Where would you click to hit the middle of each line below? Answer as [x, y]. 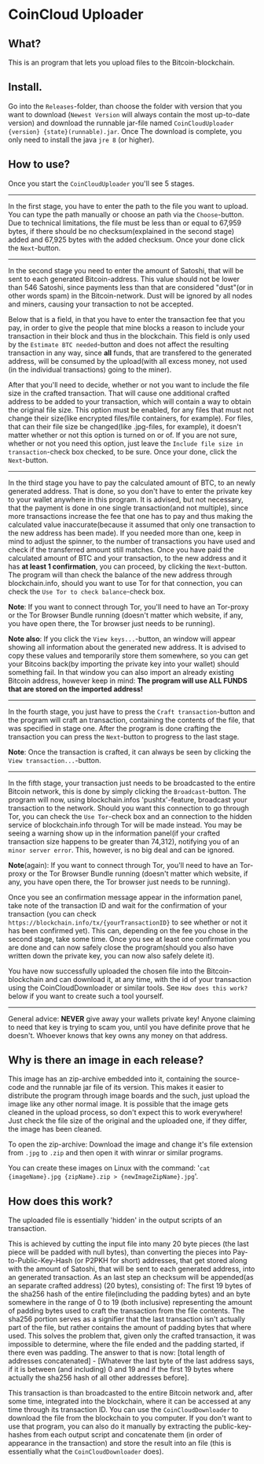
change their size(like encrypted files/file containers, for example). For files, [131, 418]
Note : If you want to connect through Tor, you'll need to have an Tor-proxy [128, 606]
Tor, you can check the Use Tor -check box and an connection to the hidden [130, 816]
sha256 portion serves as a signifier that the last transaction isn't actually [127, 1319]
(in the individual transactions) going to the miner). [90, 369]
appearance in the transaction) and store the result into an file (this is [120, 1444]
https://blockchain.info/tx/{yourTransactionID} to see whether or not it [128, 922]
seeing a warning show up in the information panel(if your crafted [114, 833]
